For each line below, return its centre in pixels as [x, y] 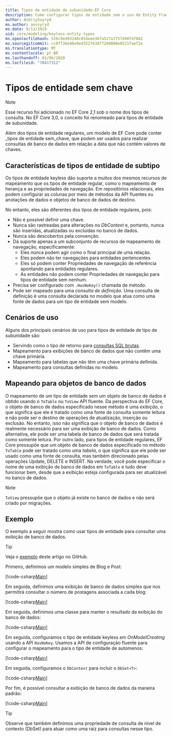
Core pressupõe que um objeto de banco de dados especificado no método [85, 445]
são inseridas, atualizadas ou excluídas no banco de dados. [76, 231]
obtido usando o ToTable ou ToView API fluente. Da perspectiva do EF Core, [84, 401]
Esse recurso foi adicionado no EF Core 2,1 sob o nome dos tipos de [77, 112]
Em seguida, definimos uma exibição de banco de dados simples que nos [83, 587]
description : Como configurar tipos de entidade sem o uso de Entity [81, 15]
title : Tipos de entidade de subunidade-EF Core [58, 10]
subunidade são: [23, 335]
